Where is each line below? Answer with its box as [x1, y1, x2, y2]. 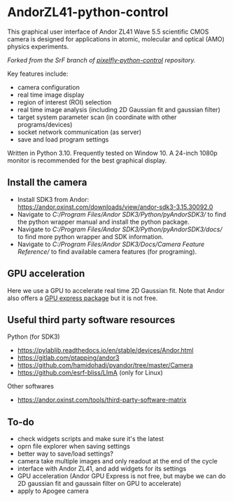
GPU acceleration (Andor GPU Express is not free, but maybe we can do [17, 472, 226, 480]
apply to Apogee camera [17, 487, 89, 495]
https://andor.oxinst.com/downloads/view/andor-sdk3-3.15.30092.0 [17, 203, 213, 211]
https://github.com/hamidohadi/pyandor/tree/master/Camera [17, 361, 194, 369]
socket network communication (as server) [17, 128, 142, 136]
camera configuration [17, 83, 80, 91]
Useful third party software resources [7, 313, 176, 326]
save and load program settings [17, 135, 109, 144]
